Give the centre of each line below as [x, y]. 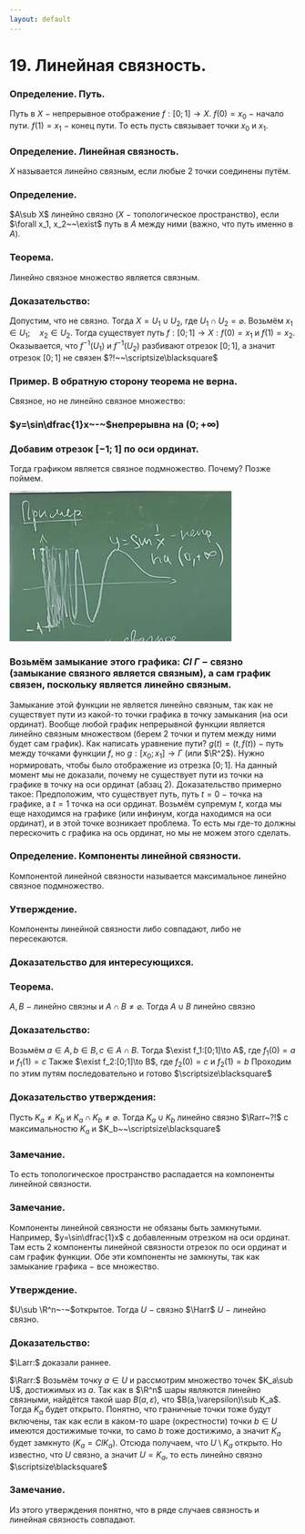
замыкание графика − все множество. [84, 1266]
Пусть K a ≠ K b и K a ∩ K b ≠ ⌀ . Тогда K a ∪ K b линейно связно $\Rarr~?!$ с [149, 1118]
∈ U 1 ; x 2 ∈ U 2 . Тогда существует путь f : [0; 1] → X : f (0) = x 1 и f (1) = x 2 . [152, 334]
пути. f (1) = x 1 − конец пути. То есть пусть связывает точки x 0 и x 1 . [139, 126]
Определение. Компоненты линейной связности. [125, 856]
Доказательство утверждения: [83, 1097]
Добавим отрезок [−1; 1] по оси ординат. [104, 449]
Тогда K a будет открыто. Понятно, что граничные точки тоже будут [140, 1411]
